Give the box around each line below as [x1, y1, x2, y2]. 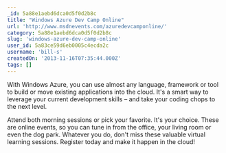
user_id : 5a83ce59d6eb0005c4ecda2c [7, 42, 109, 49]
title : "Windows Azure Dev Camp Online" [7, 17, 125, 23]
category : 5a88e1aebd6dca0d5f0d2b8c [7, 29, 112, 37]
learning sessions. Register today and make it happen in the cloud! [7, 137, 196, 145]
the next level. [7, 102, 47, 110]
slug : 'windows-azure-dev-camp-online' [7, 36, 122, 43]
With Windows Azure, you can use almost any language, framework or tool [7, 80, 218, 88]
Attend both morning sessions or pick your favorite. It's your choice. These [7, 115, 219, 124]
